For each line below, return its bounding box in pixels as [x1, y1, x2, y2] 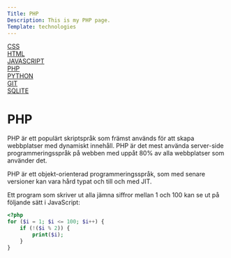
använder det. [7, 156, 47, 165]
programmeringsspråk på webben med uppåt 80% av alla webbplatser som [7, 149, 225, 158]
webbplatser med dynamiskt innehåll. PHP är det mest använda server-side [7, 142, 224, 150]
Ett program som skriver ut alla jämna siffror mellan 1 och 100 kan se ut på [7, 191, 220, 199]
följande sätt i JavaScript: [7, 198, 80, 206]
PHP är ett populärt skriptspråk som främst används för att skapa [7, 134, 195, 143]
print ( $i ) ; [32, 231, 64, 238]
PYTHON [7, 72, 33, 80]
